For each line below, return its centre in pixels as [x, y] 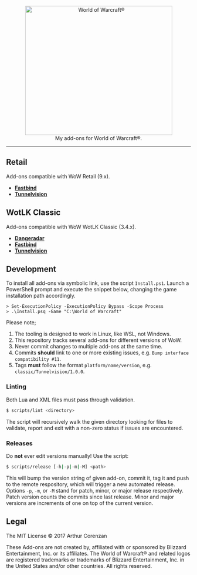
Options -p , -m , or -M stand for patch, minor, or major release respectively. [95, 490]
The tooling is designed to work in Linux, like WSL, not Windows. [93, 334]
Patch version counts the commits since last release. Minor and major [90, 497]
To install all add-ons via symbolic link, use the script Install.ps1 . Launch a [98, 283]
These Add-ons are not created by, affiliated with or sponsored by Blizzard [96, 547]
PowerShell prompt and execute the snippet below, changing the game [91, 290]
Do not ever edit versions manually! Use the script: [67, 456]
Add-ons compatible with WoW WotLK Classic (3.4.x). [71, 227]
